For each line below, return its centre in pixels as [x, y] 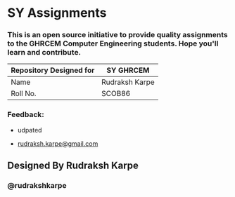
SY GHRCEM [128, 70]
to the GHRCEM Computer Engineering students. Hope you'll [113, 43]
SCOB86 [116, 94]
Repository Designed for [53, 70]
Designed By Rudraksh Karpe [73, 166]
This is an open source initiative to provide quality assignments [118, 35]
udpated [30, 130]
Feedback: [26, 115]
